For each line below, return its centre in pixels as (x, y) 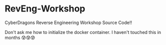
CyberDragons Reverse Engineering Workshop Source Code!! (68, 22)
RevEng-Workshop (45, 9)
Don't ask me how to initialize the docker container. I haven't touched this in (83, 32)
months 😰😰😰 (20, 37)
